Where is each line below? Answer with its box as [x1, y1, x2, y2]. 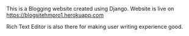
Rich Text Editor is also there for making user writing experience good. [6, 23, 184, 30]
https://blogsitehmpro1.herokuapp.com [6, 11, 104, 19]
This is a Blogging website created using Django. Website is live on [6, 5, 174, 12]
